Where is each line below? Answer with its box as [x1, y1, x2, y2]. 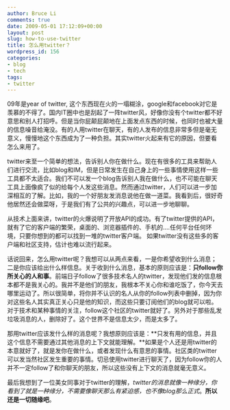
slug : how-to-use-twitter [7, 36, 81, 43]
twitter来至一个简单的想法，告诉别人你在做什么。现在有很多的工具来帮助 [7, 157, 212, 165]
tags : [7, 73, 23, 81]
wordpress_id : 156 [7, 49, 60, 56]
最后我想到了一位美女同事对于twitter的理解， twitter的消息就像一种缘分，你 [7, 378, 218, 387]
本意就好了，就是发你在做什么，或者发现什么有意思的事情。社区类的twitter [7, 347, 218, 355]
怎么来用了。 [7, 143, 43, 151]
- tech [7, 67, 26, 74]
